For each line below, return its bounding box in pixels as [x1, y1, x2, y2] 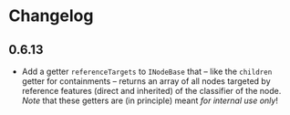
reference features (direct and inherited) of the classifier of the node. [21, 86, 282, 96]
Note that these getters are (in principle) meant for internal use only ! [21, 95, 279, 106]
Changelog [8, 5, 94, 26]
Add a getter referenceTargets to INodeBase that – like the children [21, 66, 273, 77]
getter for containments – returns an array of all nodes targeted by [21, 76, 271, 87]
